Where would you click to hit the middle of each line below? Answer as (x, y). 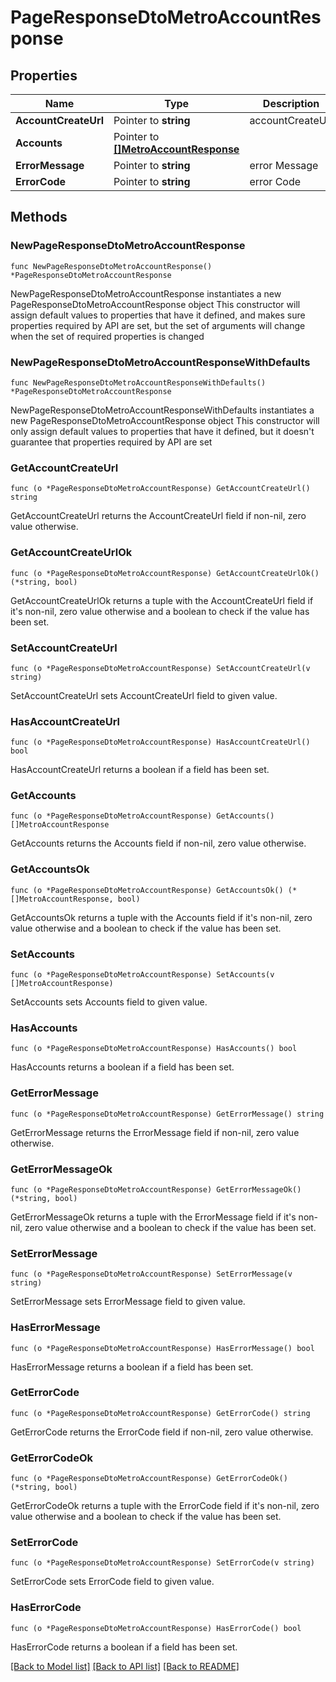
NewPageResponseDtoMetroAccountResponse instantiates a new (146, 293)
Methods (39, 217)
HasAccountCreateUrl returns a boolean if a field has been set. (140, 770)
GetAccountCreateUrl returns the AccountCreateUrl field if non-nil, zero (158, 516)
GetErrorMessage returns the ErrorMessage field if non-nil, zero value (155, 1132)
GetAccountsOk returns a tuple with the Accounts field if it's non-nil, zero (161, 917)
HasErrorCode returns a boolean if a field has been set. (124, 1647)
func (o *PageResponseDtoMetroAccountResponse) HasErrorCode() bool (156, 1628)
